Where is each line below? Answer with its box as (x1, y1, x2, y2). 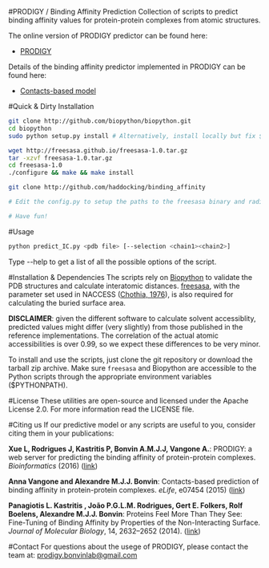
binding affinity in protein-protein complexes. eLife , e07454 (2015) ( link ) (8, 485, 246, 494)
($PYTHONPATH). (8, 380, 68, 390)
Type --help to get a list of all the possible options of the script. (8, 257, 217, 266)
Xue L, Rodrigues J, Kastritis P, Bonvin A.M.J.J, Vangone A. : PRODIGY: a (8, 444, 252, 453)
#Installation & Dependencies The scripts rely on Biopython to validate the (8, 272, 253, 282)
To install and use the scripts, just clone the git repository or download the (8, 355, 254, 364)
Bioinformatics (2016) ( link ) (8, 460, 98, 470)
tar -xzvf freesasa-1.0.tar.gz (8, 154, 113, 162)
